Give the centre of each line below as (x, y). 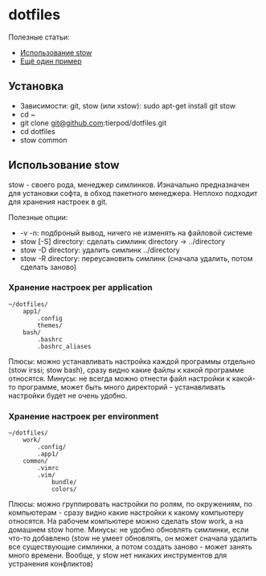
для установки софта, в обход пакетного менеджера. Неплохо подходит (133, 193)
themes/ (50, 325)
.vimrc (48, 468)
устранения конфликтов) (51, 564)
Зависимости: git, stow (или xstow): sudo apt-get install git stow (127, 105)
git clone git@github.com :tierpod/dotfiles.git (93, 123)
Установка (36, 86)
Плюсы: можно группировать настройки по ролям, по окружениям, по (131, 505)
